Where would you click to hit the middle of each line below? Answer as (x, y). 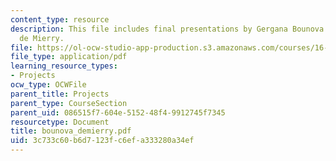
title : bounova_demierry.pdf (71, 131)
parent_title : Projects (60, 94)
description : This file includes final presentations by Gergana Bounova (167, 29)
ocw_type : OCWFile (48, 85)
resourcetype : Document (60, 122)
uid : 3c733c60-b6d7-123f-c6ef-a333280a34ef (102, 141)
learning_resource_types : (64, 66)
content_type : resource (60, 19)
